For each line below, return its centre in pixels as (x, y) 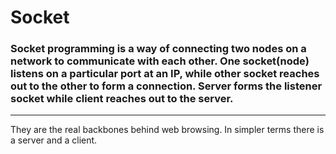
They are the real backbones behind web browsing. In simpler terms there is (167, 130)
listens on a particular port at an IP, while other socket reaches (165, 74)
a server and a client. (54, 140)
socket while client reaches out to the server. (122, 99)
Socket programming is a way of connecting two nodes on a (158, 49)
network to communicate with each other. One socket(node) (160, 61)
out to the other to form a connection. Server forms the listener (166, 86)
